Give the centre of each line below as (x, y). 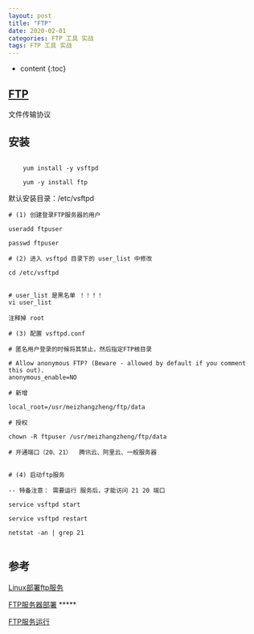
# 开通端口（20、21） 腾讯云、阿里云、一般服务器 (83, 452)
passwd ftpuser (34, 243)
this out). (27, 370)
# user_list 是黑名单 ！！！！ (56, 295)
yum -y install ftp (55, 182)
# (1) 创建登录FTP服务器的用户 (55, 215)
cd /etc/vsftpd (34, 273)
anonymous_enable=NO (43, 377)
